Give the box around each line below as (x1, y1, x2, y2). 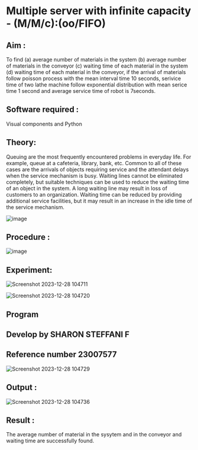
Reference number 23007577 (6, 349, 117, 359)
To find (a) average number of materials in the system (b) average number (6, 56, 187, 63)
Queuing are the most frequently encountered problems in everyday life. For (6, 153, 191, 160)
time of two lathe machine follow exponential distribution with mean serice (6, 81, 187, 88)
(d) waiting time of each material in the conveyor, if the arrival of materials (6, 69, 186, 75)
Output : (6, 382, 37, 393)
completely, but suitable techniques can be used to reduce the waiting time (6, 178, 189, 185)
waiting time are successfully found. (6, 437, 95, 445)
